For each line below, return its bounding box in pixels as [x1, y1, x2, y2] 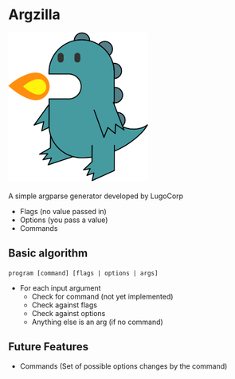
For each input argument [19, 283, 101, 292]
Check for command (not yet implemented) [31, 291, 174, 301]
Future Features [8, 340, 89, 354]
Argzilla [8, 6, 61, 24]
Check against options [31, 308, 106, 318]
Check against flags [31, 300, 98, 310]
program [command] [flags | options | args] [8, 269, 159, 277]
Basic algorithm [8, 247, 88, 260]
